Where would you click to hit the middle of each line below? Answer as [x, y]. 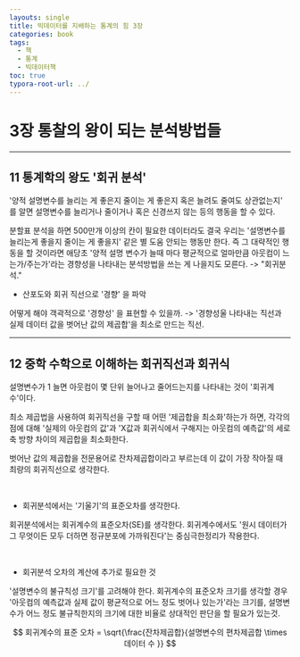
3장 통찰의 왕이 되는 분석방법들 [115, 131]
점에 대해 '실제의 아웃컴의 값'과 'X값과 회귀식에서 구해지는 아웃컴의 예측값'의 [142, 428]
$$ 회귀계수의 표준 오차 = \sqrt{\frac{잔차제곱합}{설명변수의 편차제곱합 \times [150, 632]
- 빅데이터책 [37, 68]
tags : [19, 42]
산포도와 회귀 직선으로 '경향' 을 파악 [84, 295]
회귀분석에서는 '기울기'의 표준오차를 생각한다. [101, 506]
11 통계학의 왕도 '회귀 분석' [78, 177]
